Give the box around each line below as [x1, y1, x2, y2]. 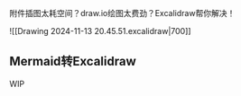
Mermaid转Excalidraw [9, 54, 137, 69]
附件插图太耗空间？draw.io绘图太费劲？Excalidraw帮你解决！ [9, 8, 236, 18]
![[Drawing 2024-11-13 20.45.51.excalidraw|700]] [9, 26, 191, 36]
